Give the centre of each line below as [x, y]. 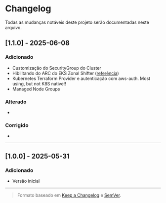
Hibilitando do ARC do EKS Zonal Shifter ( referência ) [66, 73]
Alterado [16, 102]
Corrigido [17, 125]
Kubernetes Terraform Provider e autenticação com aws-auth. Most [81, 78]
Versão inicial [26, 181]
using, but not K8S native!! [39, 83]
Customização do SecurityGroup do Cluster [57, 68]
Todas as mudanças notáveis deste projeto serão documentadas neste [77, 22]
